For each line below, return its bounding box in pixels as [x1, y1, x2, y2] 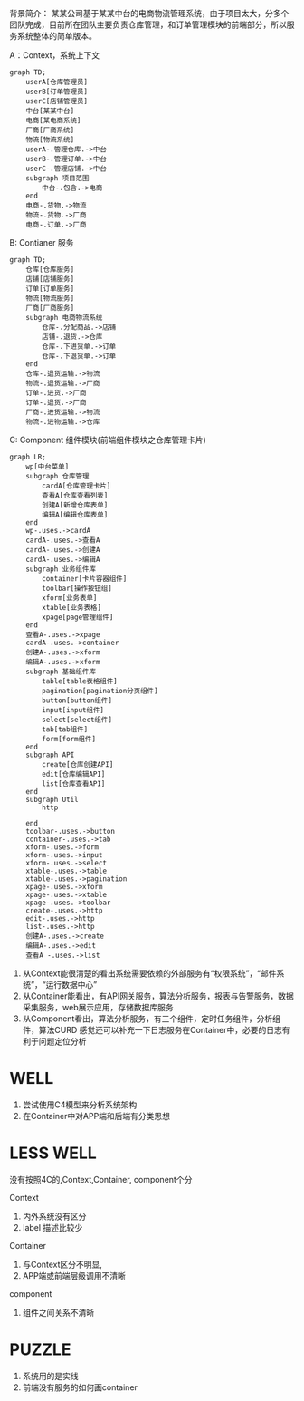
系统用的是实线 [22, 1370, 79, 1381]
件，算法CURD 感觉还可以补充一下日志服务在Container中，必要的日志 [22, 1025, 282, 1035]
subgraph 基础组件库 [25, 667, 97, 676]
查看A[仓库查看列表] [42, 491, 109, 500]
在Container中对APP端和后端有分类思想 [22, 1110, 170, 1121]
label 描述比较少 [22, 1222, 83, 1232]
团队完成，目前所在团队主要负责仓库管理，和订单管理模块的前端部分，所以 [9, 19, 287, 30]
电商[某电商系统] [25, 116, 81, 125]
